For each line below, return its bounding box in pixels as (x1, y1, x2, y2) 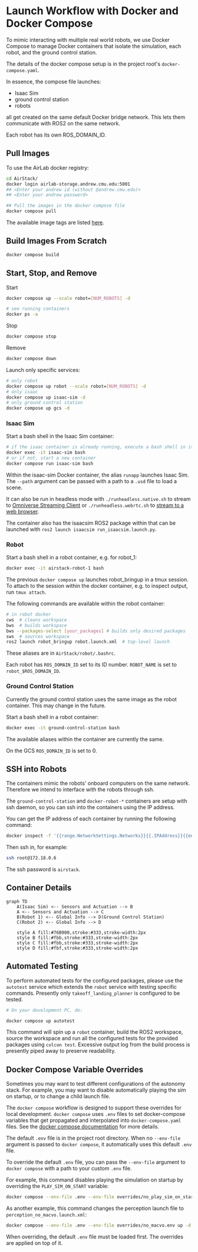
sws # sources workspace (6, 633, 70, 639)
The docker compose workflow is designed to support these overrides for (6, 1104, 181, 1111)
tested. (6, 995, 24, 1003)
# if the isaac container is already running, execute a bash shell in (6, 444, 186, 450)
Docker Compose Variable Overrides (6, 1065, 144, 1075)
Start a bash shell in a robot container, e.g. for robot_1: (6, 554, 137, 561)
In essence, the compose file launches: (6, 78, 101, 85)
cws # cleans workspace (6, 617, 67, 623)
